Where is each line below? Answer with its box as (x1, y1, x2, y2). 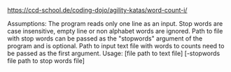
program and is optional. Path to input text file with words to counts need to (7, 42, 225, 50)
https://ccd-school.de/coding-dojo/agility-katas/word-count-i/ (7, 6, 188, 14)
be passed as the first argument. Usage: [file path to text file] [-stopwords (7, 49, 220, 57)
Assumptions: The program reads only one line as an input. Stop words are (7, 20, 223, 27)
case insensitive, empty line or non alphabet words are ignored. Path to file (7, 27, 223, 35)
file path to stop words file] (7, 57, 85, 65)
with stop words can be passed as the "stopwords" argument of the (7, 34, 203, 43)
